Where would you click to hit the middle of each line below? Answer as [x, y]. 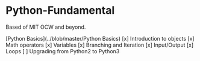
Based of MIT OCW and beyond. [46, 27]
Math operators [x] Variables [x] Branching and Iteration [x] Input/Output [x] [100, 45]
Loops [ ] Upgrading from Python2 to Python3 [63, 51]
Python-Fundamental [60, 10]
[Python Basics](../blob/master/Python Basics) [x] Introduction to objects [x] [100, 38]
